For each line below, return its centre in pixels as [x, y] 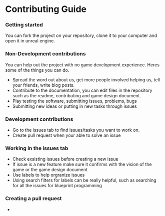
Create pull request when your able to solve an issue [66, 135]
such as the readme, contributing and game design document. [76, 95]
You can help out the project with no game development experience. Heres [82, 65]
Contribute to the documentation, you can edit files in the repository [82, 90]
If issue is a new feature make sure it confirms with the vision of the [82, 164]
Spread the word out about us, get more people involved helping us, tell [86, 80]
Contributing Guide [46, 9]
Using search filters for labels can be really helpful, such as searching [84, 180]
